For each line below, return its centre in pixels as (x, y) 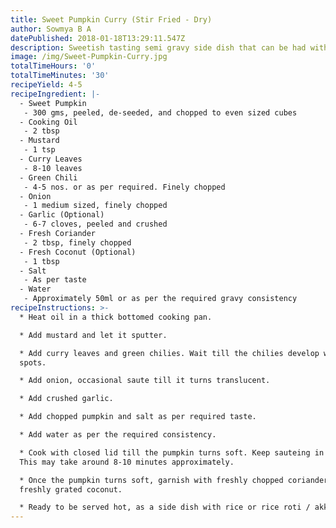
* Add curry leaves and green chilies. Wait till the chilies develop (169, 353)
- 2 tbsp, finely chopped (77, 242)
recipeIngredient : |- (55, 94)
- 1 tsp (39, 150)
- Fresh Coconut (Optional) (78, 252)
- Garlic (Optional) (62, 215)
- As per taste (55, 280)
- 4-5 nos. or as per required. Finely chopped (124, 187)
